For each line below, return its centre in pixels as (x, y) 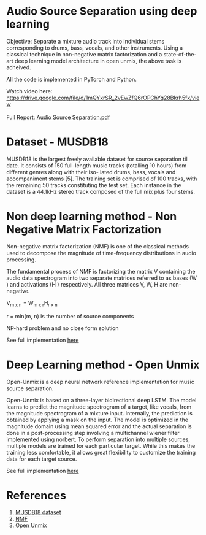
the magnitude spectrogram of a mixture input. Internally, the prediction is (100, 413)
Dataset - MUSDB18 (58, 142)
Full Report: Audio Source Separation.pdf (58, 117)
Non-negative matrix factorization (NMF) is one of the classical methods (97, 246)
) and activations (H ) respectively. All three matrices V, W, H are (87, 284)
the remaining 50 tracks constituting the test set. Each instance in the (94, 185)
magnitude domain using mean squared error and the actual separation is (99, 426)
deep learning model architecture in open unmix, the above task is (98, 61)
